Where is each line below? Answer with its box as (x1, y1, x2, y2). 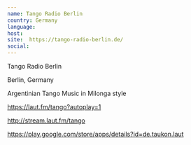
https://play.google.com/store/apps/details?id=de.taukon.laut (7, 130, 184, 138)
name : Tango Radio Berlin (7, 10, 83, 18)
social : (7, 43, 30, 50)
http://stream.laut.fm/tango (7, 116, 85, 125)
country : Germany (7, 17, 58, 24)
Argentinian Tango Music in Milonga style (7, 89, 127, 97)
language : (7, 23, 36, 30)
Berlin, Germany (7, 76, 54, 84)
